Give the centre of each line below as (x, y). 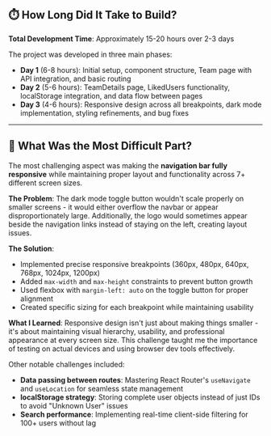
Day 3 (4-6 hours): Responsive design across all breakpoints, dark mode (141, 104)
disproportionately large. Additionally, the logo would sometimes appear (128, 215)
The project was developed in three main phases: (90, 54)
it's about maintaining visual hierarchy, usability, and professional (117, 331)
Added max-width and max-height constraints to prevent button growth (136, 281)
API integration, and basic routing (75, 78)
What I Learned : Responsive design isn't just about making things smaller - (133, 323)
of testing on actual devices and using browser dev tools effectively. (122, 349)
